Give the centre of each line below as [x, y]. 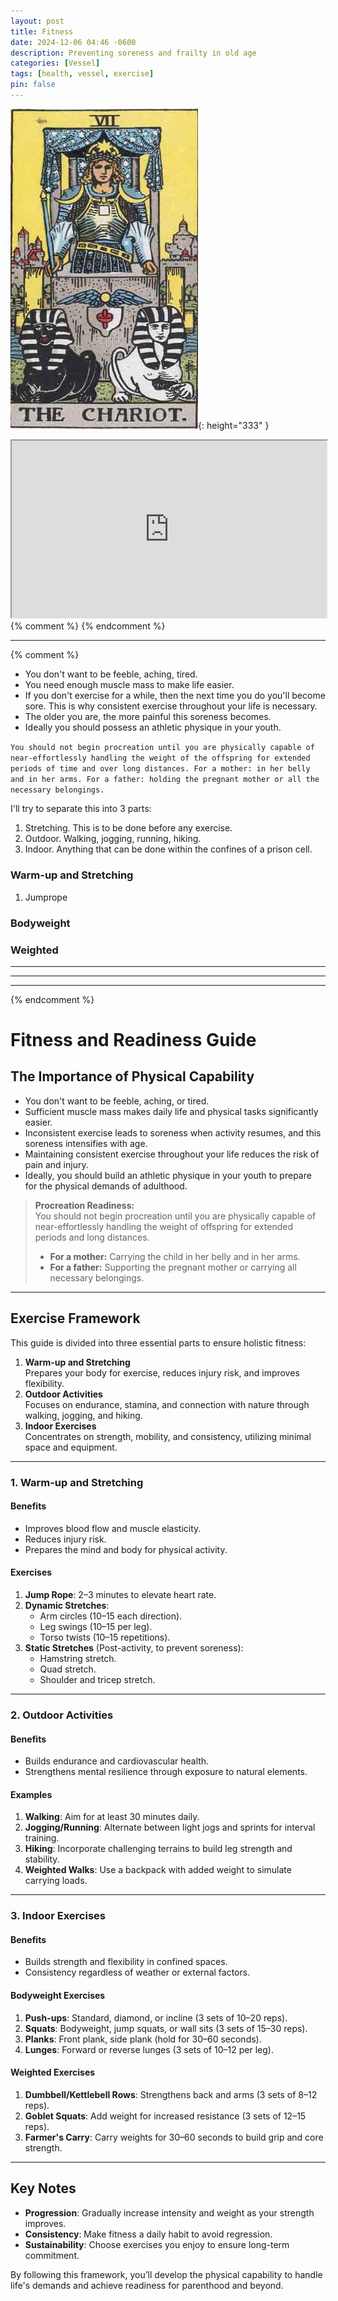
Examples [31, 1794]
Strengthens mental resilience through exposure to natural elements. [166, 1772]
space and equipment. [71, 1447]
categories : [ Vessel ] [55, 63]
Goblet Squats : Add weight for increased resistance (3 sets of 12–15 [165, 2116]
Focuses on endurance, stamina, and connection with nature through [167, 1404]
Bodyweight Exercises [58, 1996]
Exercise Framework [75, 1318]
